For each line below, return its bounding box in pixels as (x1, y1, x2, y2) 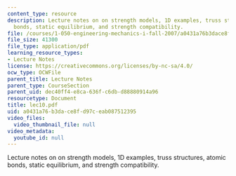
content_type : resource (7, 10, 77, 18)
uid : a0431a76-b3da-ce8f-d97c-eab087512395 (7, 108, 137, 115)
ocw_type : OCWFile (7, 69, 61, 76)
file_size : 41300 (7, 36, 58, 43)
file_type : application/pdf (7, 43, 90, 50)
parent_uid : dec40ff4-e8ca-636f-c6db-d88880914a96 (7, 88, 159, 95)
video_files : (7, 114, 46, 121)
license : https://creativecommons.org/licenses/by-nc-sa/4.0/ (7, 62, 193, 69)
